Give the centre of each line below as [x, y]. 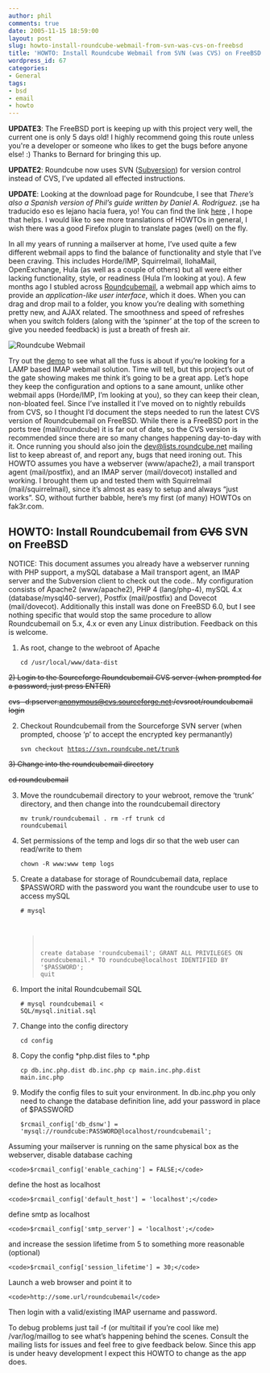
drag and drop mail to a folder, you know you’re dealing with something [127, 304]
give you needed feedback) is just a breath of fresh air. [100, 330]
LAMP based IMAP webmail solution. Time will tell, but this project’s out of [131, 369]
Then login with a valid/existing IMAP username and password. [113, 1312]
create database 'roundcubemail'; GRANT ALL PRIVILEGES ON [141, 953]
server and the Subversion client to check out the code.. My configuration [131, 580]
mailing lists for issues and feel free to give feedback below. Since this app [132, 1344]
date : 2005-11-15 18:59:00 [54, 31]
